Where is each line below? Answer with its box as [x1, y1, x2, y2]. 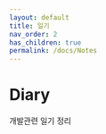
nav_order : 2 [9, 29, 58, 38]
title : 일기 [9, 21, 51, 30]
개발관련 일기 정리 [9, 115, 71, 126]
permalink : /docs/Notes [9, 46, 98, 55]
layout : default [9, 13, 69, 22]
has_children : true [9, 38, 82, 47]
